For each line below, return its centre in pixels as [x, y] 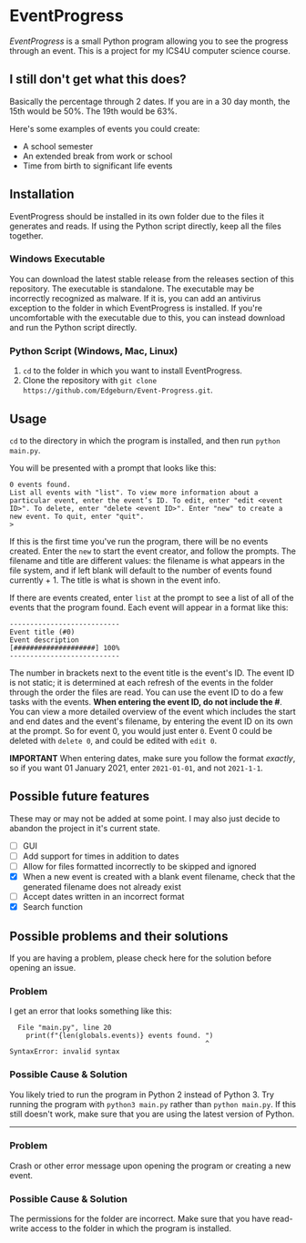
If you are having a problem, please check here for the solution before [140, 958]
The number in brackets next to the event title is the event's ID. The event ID [152, 672]
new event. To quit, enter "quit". [77, 516]
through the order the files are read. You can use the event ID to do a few [147, 692]
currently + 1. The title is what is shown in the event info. [115, 580]
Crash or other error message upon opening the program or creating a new [150, 1166]
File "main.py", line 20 [65, 1028]
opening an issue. [43, 967]
